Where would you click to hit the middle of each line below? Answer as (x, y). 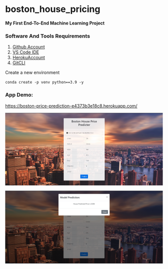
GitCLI (19, 63)
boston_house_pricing (53, 9)
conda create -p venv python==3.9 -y (44, 82)
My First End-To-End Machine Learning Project (55, 23)
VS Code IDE (25, 52)
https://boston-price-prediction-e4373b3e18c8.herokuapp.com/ (71, 105)
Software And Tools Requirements (48, 36)
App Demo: (19, 95)
